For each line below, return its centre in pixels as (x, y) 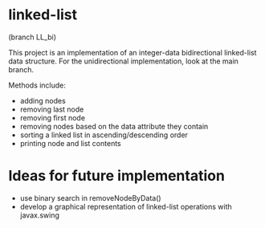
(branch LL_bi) (33, 37)
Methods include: (37, 85)
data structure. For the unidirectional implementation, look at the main (124, 61)
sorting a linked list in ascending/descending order (104, 135)
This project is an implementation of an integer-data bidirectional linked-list (132, 52)
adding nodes (43, 100)
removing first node (53, 117)
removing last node (52, 109)
